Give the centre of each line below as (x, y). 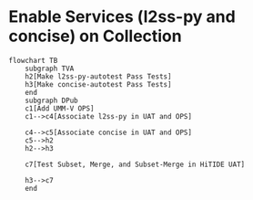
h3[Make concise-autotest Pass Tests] (98, 84)
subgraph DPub (51, 100)
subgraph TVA (50, 68)
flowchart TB (33, 60)
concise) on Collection (96, 36)
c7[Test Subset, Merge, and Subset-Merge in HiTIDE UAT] (135, 164)
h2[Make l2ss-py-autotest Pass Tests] (98, 76)
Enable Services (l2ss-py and (122, 17)
